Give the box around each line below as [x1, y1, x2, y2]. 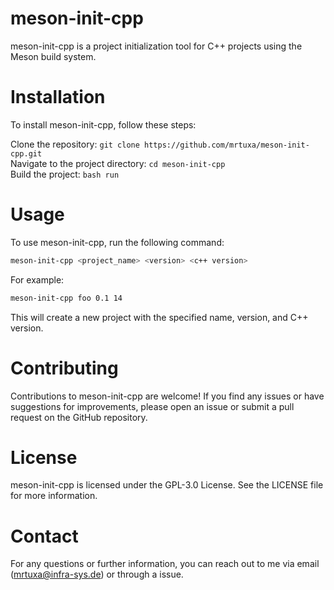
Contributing [10, 357, 119, 379]
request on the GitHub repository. [10, 411, 148, 423]
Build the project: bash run [10, 168, 120, 180]
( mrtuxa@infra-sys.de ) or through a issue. [10, 568, 184, 581]
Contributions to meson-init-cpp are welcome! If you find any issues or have [10, 390, 325, 402]
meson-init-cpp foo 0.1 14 [10, 293, 123, 303]
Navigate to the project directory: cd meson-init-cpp [10, 157, 226, 169]
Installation [10, 86, 106, 109]
